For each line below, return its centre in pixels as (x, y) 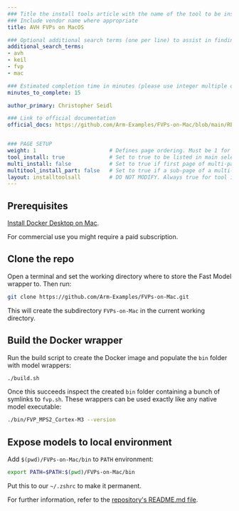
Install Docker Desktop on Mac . (53, 223)
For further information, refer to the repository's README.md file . (103, 500)
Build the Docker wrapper (65, 341)
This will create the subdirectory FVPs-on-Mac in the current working (106, 310)
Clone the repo (41, 259)
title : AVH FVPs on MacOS (46, 27)
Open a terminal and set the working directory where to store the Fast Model (119, 276)
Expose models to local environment (90, 442)
